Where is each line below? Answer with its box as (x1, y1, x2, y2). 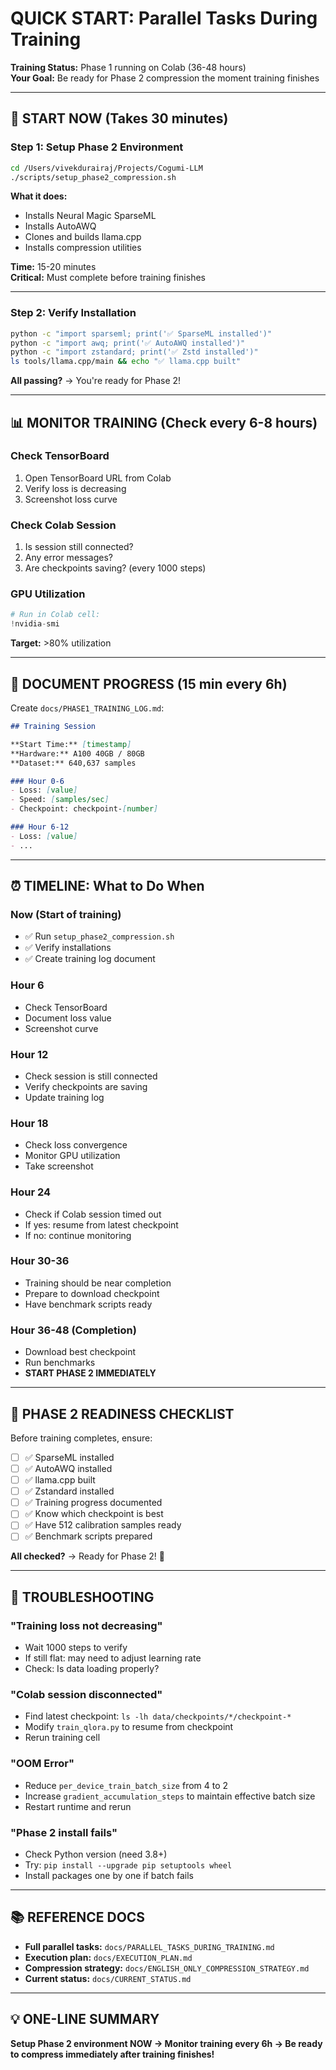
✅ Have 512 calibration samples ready (24, 1519, 182, 1531)
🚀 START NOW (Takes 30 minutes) (10, 110, 229, 127)
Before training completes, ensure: (10, 1432, 153, 1444)
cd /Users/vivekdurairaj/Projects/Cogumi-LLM (10, 163, 203, 173)
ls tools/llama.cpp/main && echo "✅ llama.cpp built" (10, 357, 242, 367)
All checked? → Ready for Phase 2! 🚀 (10, 1550, 165, 1562)
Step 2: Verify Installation (10, 306, 137, 320)
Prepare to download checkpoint (24, 1287, 160, 1299)
